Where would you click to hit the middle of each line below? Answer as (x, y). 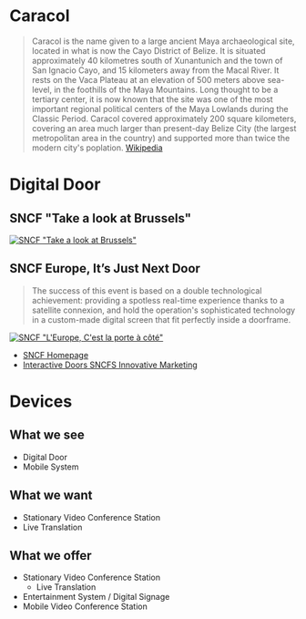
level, (42, 89)
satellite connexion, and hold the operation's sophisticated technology (163, 310)
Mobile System (51, 467)
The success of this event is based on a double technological (147, 290)
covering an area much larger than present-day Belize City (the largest (164, 128)
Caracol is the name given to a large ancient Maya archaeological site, (163, 41)
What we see (47, 435)
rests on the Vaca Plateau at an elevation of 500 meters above (148, 79)
